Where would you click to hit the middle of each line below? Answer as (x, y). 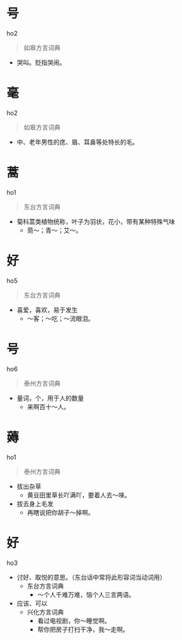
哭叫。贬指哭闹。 (41, 62)
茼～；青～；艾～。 (55, 230)
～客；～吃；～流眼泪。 (60, 318)
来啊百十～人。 (48, 406)
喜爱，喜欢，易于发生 (47, 310)
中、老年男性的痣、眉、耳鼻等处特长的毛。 (77, 142)
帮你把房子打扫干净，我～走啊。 (83, 629)
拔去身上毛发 (35, 504)
